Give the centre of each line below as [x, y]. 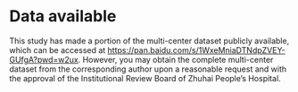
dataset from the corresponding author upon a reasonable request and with [148, 69]
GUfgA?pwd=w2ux [44, 59]
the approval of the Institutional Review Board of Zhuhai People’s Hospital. [145, 78]
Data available [63, 16]
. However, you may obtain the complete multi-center [176, 59]
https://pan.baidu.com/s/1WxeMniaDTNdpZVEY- [196, 50]
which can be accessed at [58, 50]
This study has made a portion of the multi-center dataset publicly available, [149, 41]
